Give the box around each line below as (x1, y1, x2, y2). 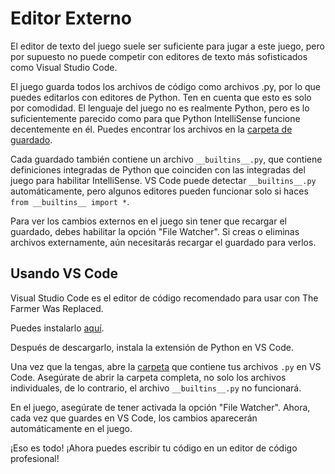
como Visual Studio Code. (10, 61, 118, 73)
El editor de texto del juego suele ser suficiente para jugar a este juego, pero (10, 40, 325, 52)
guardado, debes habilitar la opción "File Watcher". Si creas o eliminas (10, 225, 300, 237)
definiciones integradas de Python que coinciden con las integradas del (10, 163, 306, 176)
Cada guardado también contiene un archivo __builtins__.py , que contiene (10, 153, 323, 165)
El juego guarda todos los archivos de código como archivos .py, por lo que (10, 80, 322, 92)
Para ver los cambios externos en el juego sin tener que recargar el (10, 215, 287, 227)
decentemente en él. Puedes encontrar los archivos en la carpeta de (10, 123, 293, 135)
